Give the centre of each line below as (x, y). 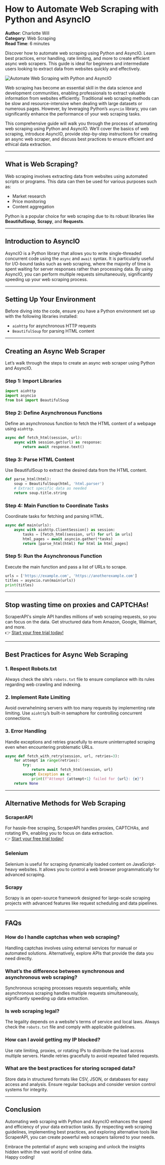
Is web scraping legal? (32, 1011)
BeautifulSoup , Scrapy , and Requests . (45, 221)
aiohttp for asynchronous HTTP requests (54, 326)
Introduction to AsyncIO (42, 242)
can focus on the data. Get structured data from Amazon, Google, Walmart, (81, 622)
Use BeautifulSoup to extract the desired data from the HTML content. (76, 470)
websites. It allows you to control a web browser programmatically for (89, 869)
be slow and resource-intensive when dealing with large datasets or (74, 103)
